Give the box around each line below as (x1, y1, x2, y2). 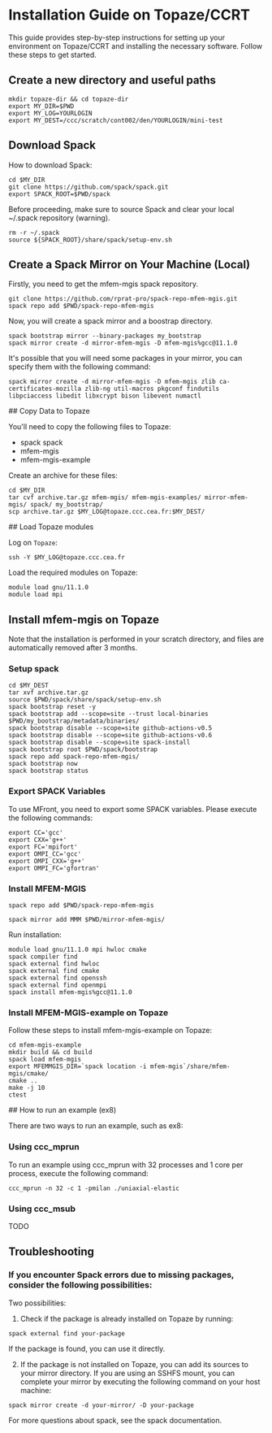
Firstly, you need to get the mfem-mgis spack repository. (8, 279, 199, 289)
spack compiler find (8, 953, 79, 961)
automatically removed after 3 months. (8, 643, 138, 653)
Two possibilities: (8, 1298, 67, 1308)
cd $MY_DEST (8, 681, 49, 690)
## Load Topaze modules (8, 522, 94, 532)
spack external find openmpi (8, 981, 107, 989)
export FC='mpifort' (8, 843, 79, 851)
